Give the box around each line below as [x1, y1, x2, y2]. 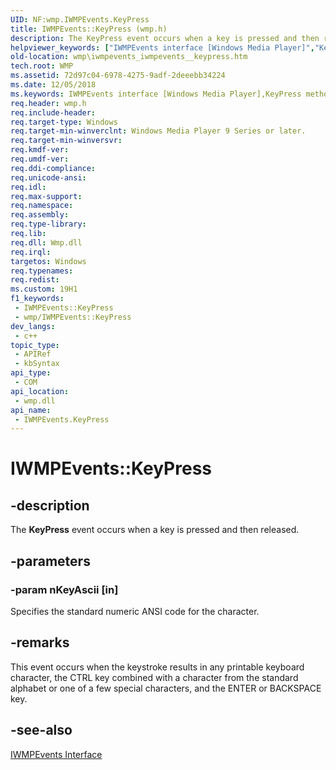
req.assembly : [10, 210, 70, 220]
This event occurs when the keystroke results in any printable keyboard [10, 661, 305, 673]
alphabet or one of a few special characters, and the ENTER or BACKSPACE [10, 682, 322, 694]
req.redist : [10, 275, 60, 285]
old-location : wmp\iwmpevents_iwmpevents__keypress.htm [10, 52, 248, 62]
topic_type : [10, 340, 60, 350]
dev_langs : [10, 321, 56, 331]
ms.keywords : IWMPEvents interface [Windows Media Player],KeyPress [10, 89, 302, 99]
